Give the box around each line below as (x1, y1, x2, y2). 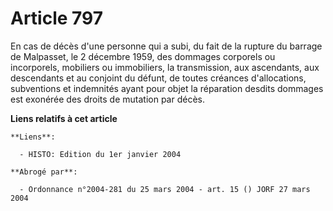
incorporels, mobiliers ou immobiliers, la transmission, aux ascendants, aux (10, 61, 320, 73)
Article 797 (10, 7, 103, 30)
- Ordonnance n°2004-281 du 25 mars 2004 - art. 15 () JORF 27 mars (19, 184, 311, 194)
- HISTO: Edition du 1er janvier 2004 (19, 149, 182, 159)
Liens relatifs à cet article (10, 112, 118, 124)
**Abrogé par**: (10, 167, 78, 177)
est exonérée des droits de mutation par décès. (10, 93, 205, 105)
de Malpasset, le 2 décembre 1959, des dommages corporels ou (10, 50, 276, 62)
